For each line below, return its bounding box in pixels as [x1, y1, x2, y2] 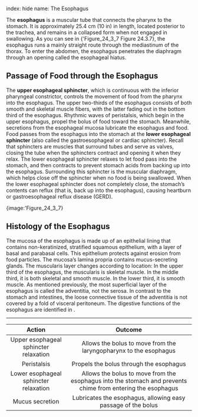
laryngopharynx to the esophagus [82, 346, 176, 355]
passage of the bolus [100, 401, 158, 409]
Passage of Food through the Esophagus [6, 71, 159, 81]
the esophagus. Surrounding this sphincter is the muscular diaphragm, [6, 168, 177, 175]
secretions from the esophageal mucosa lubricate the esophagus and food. [6, 124, 189, 131]
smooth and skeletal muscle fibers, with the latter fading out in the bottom [6, 105, 186, 112]
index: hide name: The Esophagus [6, 5, 89, 12]
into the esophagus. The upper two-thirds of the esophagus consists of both [6, 99, 192, 106]
